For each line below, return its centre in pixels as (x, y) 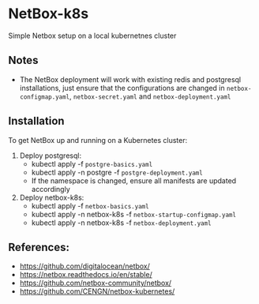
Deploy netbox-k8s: (52, 197)
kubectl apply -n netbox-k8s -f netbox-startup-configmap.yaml (134, 214)
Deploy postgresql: (50, 156)
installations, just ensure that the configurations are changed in (122, 88)
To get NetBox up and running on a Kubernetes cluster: (98, 140)
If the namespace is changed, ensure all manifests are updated (134, 180)
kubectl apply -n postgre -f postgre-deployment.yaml (117, 172)
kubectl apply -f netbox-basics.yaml (90, 205)
